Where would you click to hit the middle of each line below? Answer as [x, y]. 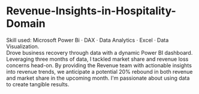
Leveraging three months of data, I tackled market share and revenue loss [97, 59]
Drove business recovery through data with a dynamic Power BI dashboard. [99, 52]
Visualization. [23, 46]
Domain [26, 23]
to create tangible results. [38, 84]
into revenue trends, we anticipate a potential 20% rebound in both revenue [99, 71]
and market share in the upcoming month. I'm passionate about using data [98, 78]
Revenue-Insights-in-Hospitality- [91, 11]
